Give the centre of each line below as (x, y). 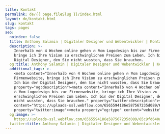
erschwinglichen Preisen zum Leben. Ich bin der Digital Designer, (84, 96)
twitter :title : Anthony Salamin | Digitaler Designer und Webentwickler (85, 124)
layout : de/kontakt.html (30, 19)
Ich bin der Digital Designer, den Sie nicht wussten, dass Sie (81, 82)
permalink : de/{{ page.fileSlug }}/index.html (54, 14)
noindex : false (25, 37)
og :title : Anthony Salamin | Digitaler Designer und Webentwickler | (82, 64)
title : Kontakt (21, 10)
